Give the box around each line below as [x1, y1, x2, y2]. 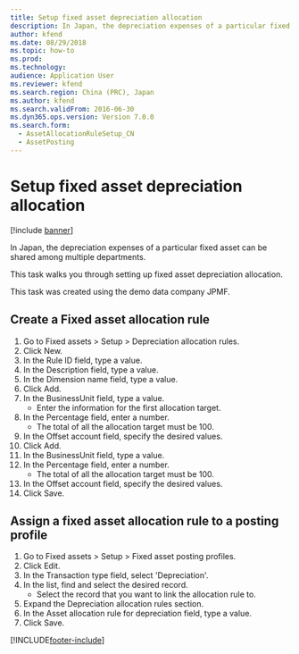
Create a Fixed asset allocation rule [10, 312, 211, 327]
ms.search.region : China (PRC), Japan [10, 88, 154, 96]
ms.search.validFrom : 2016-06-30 [10, 105, 135, 113]
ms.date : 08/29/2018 [10, 38, 87, 47]
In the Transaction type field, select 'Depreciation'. [22, 570, 209, 581]
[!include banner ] [10, 224, 74, 235]
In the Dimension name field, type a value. [22, 373, 179, 384]
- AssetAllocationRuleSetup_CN [18, 130, 135, 138]
